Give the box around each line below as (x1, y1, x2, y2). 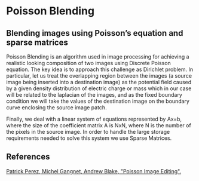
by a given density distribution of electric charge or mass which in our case (6, 85, 192, 92)
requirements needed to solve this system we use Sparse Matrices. (6, 134, 172, 142)
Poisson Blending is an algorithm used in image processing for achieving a (6, 53, 189, 60)
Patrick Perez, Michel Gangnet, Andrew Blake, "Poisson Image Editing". (6, 167, 181, 174)
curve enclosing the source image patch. (6, 104, 107, 111)
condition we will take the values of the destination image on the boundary (6, 97, 190, 105)
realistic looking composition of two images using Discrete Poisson (6, 60, 172, 66)
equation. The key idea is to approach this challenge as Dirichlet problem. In (6, 66, 194, 73)
